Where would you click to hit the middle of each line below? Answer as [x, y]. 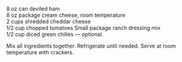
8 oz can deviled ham [33, 9]
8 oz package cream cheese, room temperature [66, 15]
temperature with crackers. [40, 52]
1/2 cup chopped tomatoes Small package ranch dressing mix [83, 28]
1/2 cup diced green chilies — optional [54, 34]
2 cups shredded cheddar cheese [49, 21]
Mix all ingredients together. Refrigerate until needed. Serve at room [91, 46]
